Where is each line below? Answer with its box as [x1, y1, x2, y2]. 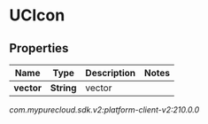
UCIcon [9, 5, 65, 26]
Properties [9, 41, 69, 56]
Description [85, 67, 136, 79]
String [50, 81, 77, 94]
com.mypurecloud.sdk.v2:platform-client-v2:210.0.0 [9, 105, 200, 115]
